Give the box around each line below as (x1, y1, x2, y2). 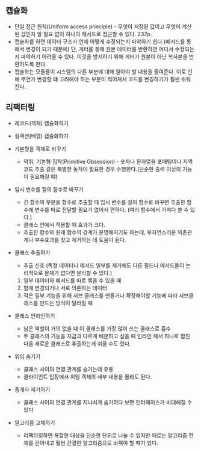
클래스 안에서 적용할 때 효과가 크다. (23, 221, 106, 228)
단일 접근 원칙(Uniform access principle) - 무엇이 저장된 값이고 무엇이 (14, 23, 181, 30)
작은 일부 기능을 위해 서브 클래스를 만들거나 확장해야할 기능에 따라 (23, 291, 178, 299)
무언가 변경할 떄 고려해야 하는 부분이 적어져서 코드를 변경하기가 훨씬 (20, 75, 180, 82)
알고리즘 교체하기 (14, 419, 55, 426)
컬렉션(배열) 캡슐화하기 (14, 132, 69, 140)
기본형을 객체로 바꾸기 (14, 145, 67, 152)
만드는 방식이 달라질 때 (39, 299, 93, 306)
